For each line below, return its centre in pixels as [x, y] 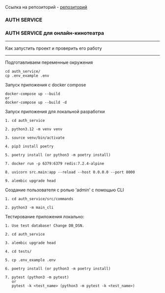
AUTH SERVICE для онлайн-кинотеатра [55, 33]
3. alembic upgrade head [30, 243]
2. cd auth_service [25, 234]
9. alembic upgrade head [30, 181]
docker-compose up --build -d [36, 103]
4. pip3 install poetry [29, 146]
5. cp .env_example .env [30, 260]
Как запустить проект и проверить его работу [54, 48]
